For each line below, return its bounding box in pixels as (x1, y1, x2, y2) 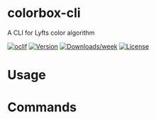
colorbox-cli (7, 5, 81, 21)
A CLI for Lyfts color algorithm (7, 28, 95, 37)
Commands (7, 99, 77, 115)
